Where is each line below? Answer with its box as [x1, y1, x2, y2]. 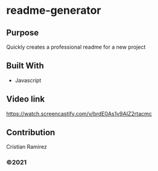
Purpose [6, 28, 39, 38]
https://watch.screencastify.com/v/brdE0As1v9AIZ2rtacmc [6, 110, 153, 117]
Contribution [6, 127, 55, 138]
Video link [6, 94, 45, 104]
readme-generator [6, 4, 101, 17]
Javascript [14, 76, 42, 84]
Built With [6, 61, 44, 71]
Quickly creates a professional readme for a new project [6, 43, 146, 50]
